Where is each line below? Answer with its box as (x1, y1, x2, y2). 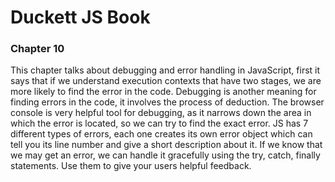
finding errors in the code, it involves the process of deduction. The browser (10, 96, 325, 108)
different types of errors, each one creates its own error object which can (10, 128, 313, 140)
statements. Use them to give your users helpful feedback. (10, 160, 252, 172)
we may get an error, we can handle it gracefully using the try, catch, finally (10, 149, 321, 161)
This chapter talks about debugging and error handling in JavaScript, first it (10, 64, 321, 76)
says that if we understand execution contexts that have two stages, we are (10, 75, 322, 87)
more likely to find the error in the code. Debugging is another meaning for (10, 86, 317, 98)
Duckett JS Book (10, 6, 151, 29)
